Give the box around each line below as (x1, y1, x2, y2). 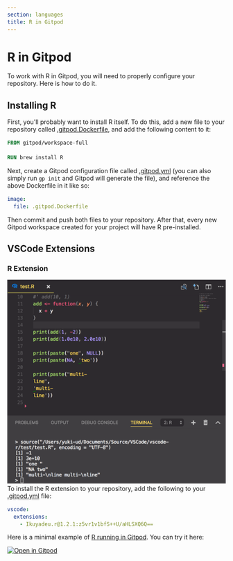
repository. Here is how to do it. (7, 80, 97, 88)
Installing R (7, 99, 57, 111)
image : (7, 195, 26, 202)
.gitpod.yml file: (7, 492, 52, 500)
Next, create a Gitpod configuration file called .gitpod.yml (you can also (7, 166, 212, 175)
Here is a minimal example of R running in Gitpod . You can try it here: (7, 533, 205, 542)
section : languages (7, 11, 64, 18)
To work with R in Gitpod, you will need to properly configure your (7, 72, 196, 80)
